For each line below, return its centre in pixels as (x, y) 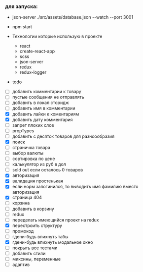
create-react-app (37, 51)
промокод (23, 231)
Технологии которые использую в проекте (57, 36)
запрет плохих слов (33, 125)
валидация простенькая (37, 181)
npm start (22, 27)
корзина (21, 203)
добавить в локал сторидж (40, 103)
